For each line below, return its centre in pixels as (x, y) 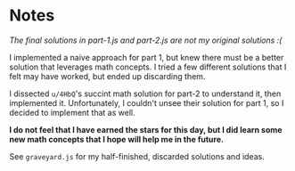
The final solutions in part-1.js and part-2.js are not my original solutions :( (146, 40)
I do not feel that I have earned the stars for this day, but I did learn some (146, 129)
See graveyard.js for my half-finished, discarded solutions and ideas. (137, 156)
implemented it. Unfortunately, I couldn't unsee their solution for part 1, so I (147, 102)
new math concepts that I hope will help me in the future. (117, 139)
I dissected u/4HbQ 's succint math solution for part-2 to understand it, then (145, 94)
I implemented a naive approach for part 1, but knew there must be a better (147, 57)
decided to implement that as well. (72, 112)
